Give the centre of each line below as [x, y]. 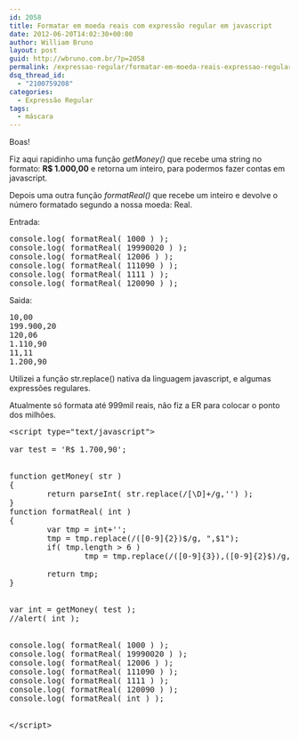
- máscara [35, 116]
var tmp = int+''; [87, 530]
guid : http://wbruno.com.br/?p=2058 [77, 59]
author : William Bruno [51, 42]
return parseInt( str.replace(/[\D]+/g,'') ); [150, 494]
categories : [31, 92]
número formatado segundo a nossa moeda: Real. [101, 205]
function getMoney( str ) [66, 476]
